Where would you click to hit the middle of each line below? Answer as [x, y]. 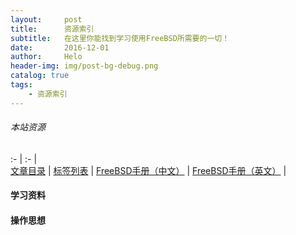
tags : [21, 85]
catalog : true [40, 76]
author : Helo [46, 57]
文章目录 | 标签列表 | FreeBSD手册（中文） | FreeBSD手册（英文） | [148, 170]
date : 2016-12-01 [60, 47]
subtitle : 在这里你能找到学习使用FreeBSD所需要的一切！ [120, 38]
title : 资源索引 [52, 29]
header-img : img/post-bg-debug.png [84, 66]
